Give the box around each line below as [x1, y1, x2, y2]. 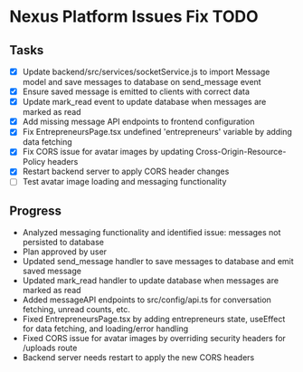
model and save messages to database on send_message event [22, 77, 261, 88]
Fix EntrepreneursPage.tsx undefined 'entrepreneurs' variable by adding [22, 127, 292, 138]
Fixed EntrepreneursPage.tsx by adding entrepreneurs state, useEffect [22, 314, 286, 325]
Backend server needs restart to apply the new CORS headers [22, 352, 255, 363]
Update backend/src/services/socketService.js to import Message [22, 66, 270, 77]
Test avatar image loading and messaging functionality [22, 176, 227, 187]
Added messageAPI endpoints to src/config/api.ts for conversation [22, 294, 271, 305]
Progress [9, 203, 62, 218]
